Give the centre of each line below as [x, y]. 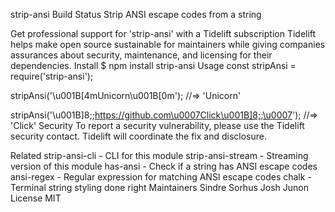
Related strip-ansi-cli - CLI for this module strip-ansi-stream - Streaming [159, 155]
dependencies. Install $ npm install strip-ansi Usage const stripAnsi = [153, 65]
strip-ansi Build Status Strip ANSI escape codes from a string [136, 14]
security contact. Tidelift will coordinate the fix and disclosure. [138, 136]
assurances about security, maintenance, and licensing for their [141, 55]
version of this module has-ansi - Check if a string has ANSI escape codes [164, 166]
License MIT [36, 198]
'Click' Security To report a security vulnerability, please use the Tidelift [157, 125]
